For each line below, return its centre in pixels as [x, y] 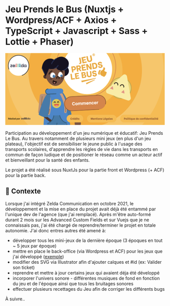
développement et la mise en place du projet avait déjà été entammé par [80, 209]
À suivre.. [15, 299]
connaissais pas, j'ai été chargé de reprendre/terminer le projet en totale [80, 225]
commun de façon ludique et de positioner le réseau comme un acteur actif [84, 155]
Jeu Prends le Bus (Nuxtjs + [65, 9]
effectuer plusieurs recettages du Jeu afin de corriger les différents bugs [89, 289]
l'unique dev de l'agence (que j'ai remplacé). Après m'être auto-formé [78, 214]
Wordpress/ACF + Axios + [61, 20]
